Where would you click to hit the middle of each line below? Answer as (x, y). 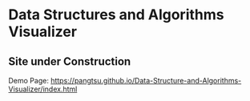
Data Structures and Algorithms (116, 15)
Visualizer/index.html (43, 89)
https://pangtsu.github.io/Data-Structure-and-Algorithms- (146, 81)
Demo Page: (29, 81)
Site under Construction (70, 61)
